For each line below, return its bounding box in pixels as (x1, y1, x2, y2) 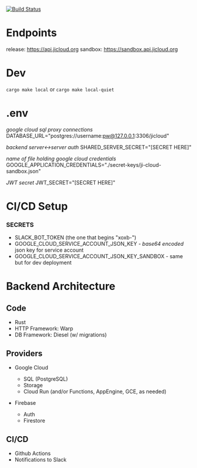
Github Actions (14, 450, 51, 457)
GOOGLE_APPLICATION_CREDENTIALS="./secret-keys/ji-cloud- (6, 161, 162, 168)
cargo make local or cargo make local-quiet (6, 85, 115, 93)
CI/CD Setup (6, 200, 68, 213)
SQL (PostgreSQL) (23, 375, 68, 383)
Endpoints (6, 27, 57, 39)
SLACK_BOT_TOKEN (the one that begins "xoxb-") (14, 234, 136, 241)
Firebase (14, 400, 36, 407)
